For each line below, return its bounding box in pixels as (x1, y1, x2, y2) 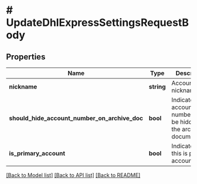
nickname (9, 83, 38, 91)
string (148, 83, 166, 91)
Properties (6, 52, 46, 62)
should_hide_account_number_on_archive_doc (9, 114, 144, 122)
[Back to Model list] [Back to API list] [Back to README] (6, 172, 141, 179)
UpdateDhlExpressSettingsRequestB (6, 16, 189, 29)
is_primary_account (9, 149, 66, 157)
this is (171, 149, 188, 157)
